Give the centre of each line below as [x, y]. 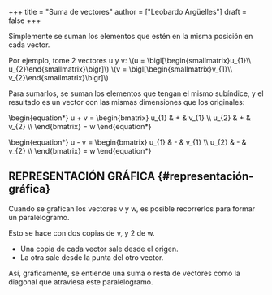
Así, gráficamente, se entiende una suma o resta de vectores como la [125, 273]
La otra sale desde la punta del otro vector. [92, 257]
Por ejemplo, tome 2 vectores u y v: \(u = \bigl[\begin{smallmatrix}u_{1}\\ [130, 61]
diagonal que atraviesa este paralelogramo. [81, 282]
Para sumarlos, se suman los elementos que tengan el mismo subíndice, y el [136, 93]
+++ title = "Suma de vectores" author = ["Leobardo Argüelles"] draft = [128, 12]
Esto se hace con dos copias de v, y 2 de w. [82, 233]
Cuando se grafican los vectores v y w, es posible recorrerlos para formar [132, 208]
